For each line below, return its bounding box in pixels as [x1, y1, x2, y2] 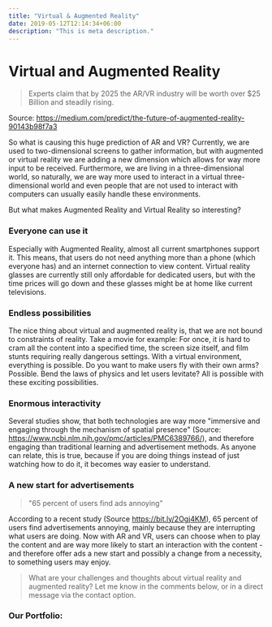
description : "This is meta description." [8, 27, 154, 35]
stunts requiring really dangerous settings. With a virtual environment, [8, 351, 242, 361]
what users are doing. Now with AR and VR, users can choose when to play [8, 531, 261, 541]
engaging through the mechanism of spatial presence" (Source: [8, 425, 222, 435]
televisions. [8, 287, 47, 296]
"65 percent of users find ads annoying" [28, 498, 164, 508]
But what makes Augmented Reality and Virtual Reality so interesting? [8, 205, 241, 215]
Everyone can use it [8, 225, 89, 236]
